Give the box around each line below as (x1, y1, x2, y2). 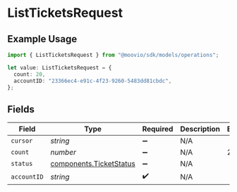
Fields (7, 103, 35, 115)
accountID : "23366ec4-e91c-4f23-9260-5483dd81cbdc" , (13, 77, 172, 84)
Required (142, 124, 174, 134)
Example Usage (7, 33, 78, 45)
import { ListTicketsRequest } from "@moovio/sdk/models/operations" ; (7, 51, 219, 58)
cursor (11, 137, 33, 145)
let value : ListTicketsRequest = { (7, 64, 112, 71)
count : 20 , (13, 70, 46, 78)
